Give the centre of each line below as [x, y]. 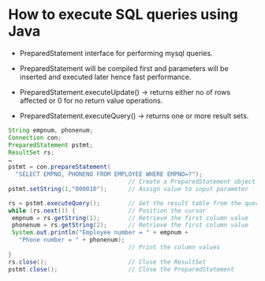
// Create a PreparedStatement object [192, 182]
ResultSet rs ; [32, 152]
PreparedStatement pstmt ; [50, 145]
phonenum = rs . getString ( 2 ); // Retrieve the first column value [130, 225]
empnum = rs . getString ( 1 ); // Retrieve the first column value [130, 218]
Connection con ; [35, 137]
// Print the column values [174, 247]
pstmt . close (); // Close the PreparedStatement [121, 269]
